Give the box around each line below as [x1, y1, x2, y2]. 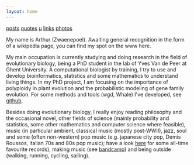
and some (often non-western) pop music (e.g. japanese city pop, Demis [6, 133, 181, 140]
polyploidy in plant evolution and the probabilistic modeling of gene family [6, 84, 184, 91]
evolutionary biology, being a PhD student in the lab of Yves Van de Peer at [6, 60, 187, 67]
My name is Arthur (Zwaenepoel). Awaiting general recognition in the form [6, 36, 185, 43]
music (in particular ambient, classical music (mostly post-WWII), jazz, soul [6, 127, 187, 134]
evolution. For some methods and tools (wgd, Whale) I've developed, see [6, 91, 182, 98]
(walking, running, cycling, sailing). [6, 152, 90, 159]
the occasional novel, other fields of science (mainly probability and [6, 115, 169, 122]
